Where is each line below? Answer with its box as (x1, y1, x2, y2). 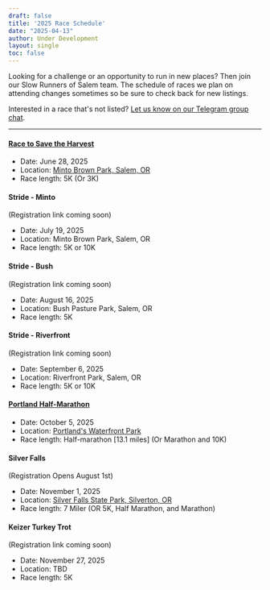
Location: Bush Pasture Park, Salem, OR (19, 303, 153, 313)
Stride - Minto (8, 192, 56, 202)
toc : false (8, 49, 45, 57)
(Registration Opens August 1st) (8, 471, 114, 480)
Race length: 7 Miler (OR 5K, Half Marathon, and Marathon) (19, 504, 215, 513)
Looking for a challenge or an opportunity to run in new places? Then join (8, 72, 252, 81)
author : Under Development (8, 34, 99, 43)
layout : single (8, 42, 59, 50)
